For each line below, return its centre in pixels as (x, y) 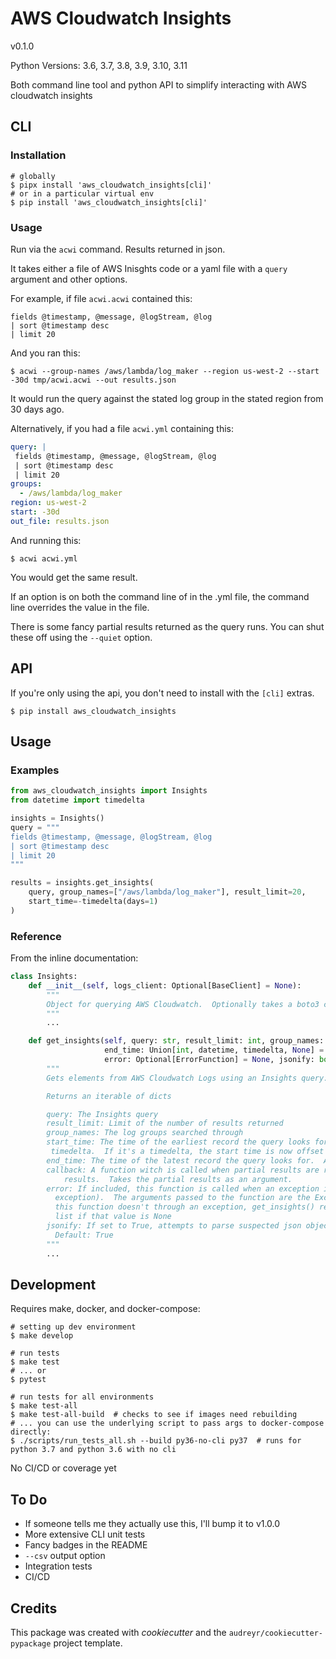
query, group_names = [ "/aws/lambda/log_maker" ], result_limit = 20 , (167, 892)
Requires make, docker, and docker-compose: (105, 1309)
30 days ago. (37, 409)
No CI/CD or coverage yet (63, 1468)
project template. (88, 1643)
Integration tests (58, 1566)
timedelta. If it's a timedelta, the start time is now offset (187, 1152)
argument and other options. (69, 279)
